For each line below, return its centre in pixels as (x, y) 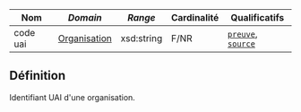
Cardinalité (195, 17)
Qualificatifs (258, 17)
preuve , (242, 34)
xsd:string (142, 38)
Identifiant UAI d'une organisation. (73, 97)
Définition (37, 76)
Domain (85, 17)
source (241, 44)
